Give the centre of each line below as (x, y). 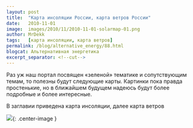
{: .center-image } (35, 118)
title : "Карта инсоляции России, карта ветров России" (79, 18)
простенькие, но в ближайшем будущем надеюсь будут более (88, 87)
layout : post (23, 12)
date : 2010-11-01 (31, 23)
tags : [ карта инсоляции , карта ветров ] (60, 40)
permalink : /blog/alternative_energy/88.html (65, 46)
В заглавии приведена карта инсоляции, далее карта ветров (85, 106)
